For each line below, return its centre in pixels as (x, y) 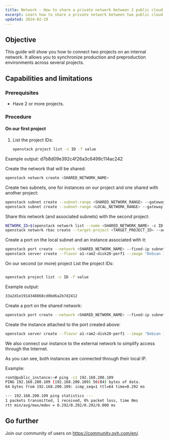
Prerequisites (22, 93)
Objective (21, 40)
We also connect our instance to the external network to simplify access (80, 343)
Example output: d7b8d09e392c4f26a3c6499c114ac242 (64, 159)
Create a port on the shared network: (44, 305)
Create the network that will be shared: (46, 168)
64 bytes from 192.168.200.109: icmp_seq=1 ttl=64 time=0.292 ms (75, 387)
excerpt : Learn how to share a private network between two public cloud (84, 15)
